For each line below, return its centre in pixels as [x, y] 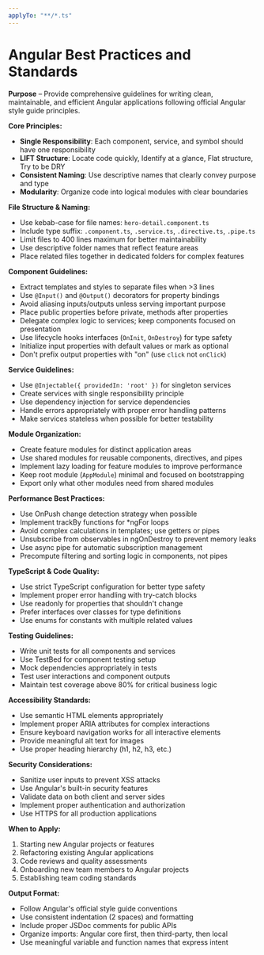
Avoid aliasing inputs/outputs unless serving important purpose [123, 304]
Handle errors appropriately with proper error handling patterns [123, 410]
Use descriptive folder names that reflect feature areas [109, 247]
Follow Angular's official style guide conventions [98, 908]
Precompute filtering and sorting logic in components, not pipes [123, 556]
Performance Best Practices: [57, 498]
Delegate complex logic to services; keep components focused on [127, 320]
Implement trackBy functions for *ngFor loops [94, 522]
